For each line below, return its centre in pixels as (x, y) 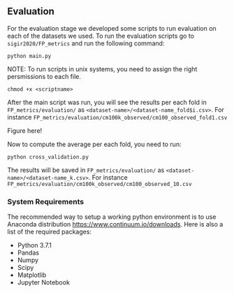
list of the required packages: (50, 232)
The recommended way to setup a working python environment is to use (112, 217)
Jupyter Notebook (43, 283)
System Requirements (46, 201)
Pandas (28, 253)
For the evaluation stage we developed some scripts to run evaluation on (112, 28)
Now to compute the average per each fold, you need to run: (94, 144)
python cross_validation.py (48, 157)
